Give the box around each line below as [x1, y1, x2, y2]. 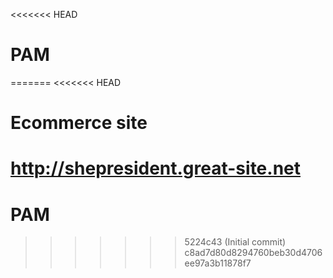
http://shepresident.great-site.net [10, 157, 302, 180]
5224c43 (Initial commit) [184, 236, 287, 248]
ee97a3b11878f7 [184, 257, 252, 269]
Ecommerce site [10, 112, 148, 134]
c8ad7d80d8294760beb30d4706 [184, 247, 323, 259]
